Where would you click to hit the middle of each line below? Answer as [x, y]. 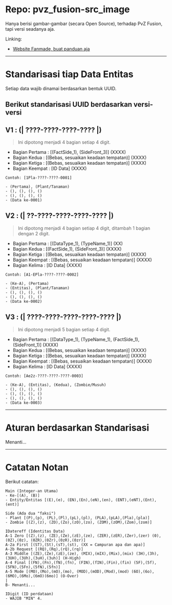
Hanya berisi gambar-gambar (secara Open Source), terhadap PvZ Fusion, [84, 24]
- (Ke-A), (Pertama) [27, 283]
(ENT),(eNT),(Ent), [136, 500]
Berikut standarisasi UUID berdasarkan [69, 105]
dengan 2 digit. [34, 233]
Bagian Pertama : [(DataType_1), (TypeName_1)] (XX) [68, 243]
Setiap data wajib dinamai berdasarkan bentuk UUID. [61, 88]
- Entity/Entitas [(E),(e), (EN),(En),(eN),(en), [59, 500]
